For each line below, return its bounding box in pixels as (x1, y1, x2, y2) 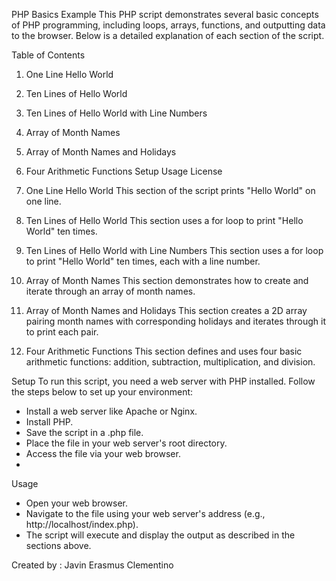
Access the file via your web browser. (25, 448, 181, 459)
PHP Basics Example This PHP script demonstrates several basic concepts (11, 9, 319, 20)
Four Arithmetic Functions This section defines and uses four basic (25, 345, 303, 357)
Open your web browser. (25, 497, 128, 509)
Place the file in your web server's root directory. (25, 437, 228, 449)
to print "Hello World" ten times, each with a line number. (25, 255, 261, 267)
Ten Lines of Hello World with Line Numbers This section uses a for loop (25, 245, 324, 256)
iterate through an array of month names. (25, 285, 196, 297)
